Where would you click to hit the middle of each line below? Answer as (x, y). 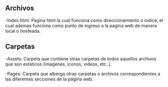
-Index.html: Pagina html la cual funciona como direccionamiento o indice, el (84, 20)
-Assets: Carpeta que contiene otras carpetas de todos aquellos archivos (81, 58)
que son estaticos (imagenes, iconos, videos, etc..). (58, 64)
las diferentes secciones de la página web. (49, 79)
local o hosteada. (23, 31)
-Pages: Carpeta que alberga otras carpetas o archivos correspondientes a (83, 73)
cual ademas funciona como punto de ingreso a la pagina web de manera (81, 25)
